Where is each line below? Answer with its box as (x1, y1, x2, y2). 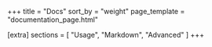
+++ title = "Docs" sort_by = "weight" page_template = (7, 7, 185, 16)
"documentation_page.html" (7, 15, 99, 24)
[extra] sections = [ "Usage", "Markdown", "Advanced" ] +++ (7, 31, 205, 39)
